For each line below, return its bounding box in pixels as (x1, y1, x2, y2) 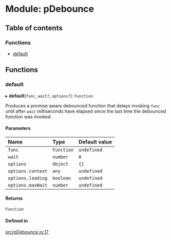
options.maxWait (8, 182, 48, 188)
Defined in (5, 217, 28, 224)
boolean (52, 175, 71, 181)
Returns (5, 195, 23, 201)
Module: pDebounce (5, 3, 94, 15)
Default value (79, 138, 112, 145)
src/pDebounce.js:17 (5, 229, 49, 235)
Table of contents (5, 24, 63, 32)
